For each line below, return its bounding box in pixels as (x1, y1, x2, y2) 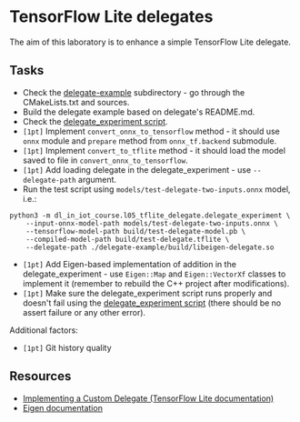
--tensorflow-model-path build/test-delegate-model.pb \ (25, 226, 246, 236)
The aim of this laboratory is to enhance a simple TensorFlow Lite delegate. (9, 36, 291, 47)
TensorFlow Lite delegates (9, 6, 214, 27)
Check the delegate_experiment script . (22, 116, 168, 126)
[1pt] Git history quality (22, 342, 112, 353)
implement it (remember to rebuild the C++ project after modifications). (22, 277, 290, 288)
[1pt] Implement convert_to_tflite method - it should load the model (22, 145, 286, 156)
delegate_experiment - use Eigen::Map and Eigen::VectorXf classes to (22, 268, 286, 279)
